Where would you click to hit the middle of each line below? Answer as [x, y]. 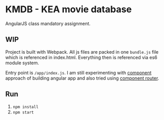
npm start [23, 112]
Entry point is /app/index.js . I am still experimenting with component [78, 73]
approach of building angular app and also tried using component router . [82, 78]
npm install [25, 107]
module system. [22, 63]
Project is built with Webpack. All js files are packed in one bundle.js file [82, 52]
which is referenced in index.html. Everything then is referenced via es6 [81, 57]
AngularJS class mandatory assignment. [48, 23]
